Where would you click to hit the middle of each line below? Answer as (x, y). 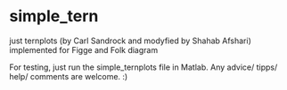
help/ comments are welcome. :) (69, 76)
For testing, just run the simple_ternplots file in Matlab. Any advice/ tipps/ (143, 67)
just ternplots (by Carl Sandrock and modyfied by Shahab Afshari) (131, 41)
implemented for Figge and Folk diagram (84, 49)
